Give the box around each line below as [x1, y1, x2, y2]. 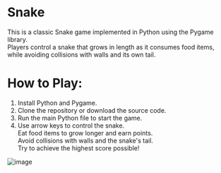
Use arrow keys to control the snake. [17, 121, 125, 130]
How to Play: [7, 75, 83, 91]
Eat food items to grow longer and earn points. [17, 128, 153, 137]
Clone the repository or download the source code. [17, 106, 167, 114]
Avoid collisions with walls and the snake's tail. [17, 136, 154, 145]
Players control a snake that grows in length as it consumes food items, [7, 43, 215, 51]
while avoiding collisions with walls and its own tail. [7, 50, 156, 59]
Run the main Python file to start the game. [17, 113, 143, 122]
